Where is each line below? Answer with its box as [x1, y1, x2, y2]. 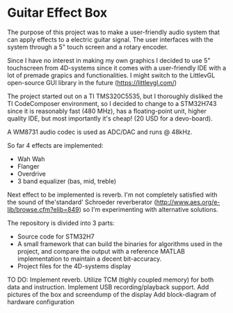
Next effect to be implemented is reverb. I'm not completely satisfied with [7, 190, 218, 199]
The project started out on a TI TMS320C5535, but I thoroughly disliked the [7, 92, 223, 100]
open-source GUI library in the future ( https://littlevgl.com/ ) [7, 78, 177, 86]
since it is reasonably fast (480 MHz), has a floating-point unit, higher [7, 107, 207, 115]
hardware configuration [7, 298, 75, 306]
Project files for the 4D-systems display [17, 261, 131, 270]
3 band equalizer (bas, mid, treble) [17, 176, 117, 185]
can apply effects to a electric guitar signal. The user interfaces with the [7, 35, 214, 43]
